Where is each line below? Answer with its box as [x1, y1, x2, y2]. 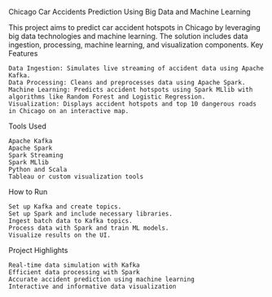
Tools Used [8, 121, 46, 131]
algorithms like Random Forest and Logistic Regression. [8, 93, 206, 101]
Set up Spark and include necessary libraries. [8, 210, 173, 218]
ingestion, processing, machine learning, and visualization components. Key [8, 40, 264, 50]
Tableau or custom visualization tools [8, 173, 144, 181]
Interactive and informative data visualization [8, 282, 177, 290]
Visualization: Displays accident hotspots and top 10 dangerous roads [8, 100, 257, 108]
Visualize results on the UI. [8, 231, 112, 239]
